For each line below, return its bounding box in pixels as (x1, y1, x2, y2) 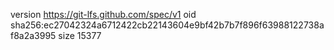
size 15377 (58, 30, 102, 41)
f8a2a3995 (10, 30, 57, 41)
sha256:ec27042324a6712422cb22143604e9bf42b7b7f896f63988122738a (10, 19, 325, 31)
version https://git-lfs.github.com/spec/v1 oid (10, 9, 197, 20)
